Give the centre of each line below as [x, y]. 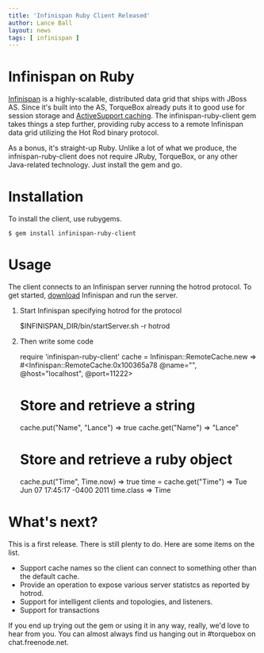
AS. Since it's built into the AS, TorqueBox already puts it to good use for [126, 107]
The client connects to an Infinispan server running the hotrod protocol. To [130, 287]
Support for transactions [60, 610]
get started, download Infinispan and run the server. [93, 295]
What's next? [53, 522]
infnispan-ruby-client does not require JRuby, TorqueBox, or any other [123, 156]
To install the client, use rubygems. [65, 219]
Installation [46, 197]
